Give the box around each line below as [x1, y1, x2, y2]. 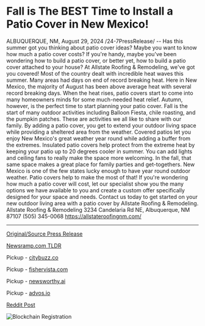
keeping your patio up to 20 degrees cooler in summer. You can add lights [6, 148, 193, 155]
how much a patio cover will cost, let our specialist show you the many [6, 180, 184, 187]
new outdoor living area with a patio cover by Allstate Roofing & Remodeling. [6, 200, 199, 207]
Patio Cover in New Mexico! [6, 17, 149, 31]
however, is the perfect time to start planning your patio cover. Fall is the [6, 102, 188, 109]
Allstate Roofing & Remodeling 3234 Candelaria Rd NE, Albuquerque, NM [6, 206, 190, 213]
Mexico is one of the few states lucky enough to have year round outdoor [6, 167, 191, 175]
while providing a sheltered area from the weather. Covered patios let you [6, 128, 191, 136]
